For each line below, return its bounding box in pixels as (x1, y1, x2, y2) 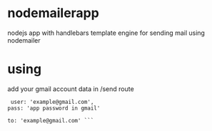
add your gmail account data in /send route (7, 84, 134, 93)
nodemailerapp (7, 5, 100, 21)
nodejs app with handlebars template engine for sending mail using (7, 28, 206, 37)
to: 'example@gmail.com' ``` (7, 117, 94, 124)
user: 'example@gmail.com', (10, 98, 94, 105)
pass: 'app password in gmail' (7, 105, 101, 112)
